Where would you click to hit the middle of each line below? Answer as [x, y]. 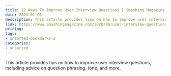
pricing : [15, 29]
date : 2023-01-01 [24, 15]
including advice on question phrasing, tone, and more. [63, 68]
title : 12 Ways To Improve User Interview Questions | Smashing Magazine [85, 10]
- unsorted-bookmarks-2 [31, 39]
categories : [18, 43]
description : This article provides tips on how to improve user [76, 19]
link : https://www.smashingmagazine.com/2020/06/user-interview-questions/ [87, 24]
